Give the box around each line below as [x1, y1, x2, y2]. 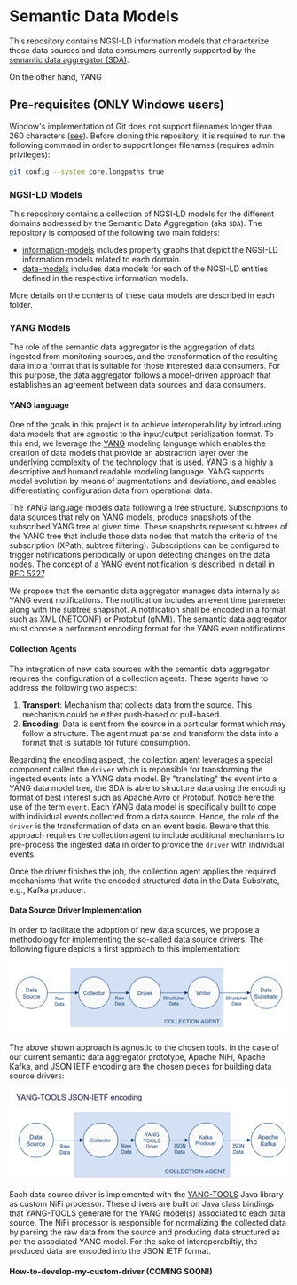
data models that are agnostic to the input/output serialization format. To [9, 428, 274, 440]
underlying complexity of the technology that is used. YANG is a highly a [9, 457, 274, 467]
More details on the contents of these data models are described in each [9, 290, 275, 301]
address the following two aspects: [9, 682, 137, 693]
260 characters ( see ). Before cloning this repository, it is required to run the [9, 130, 285, 141]
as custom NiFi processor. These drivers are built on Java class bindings [9, 1199, 275, 1210]
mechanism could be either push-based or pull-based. [21, 709, 222, 719]
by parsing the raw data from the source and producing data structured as [9, 1226, 281, 1238]
